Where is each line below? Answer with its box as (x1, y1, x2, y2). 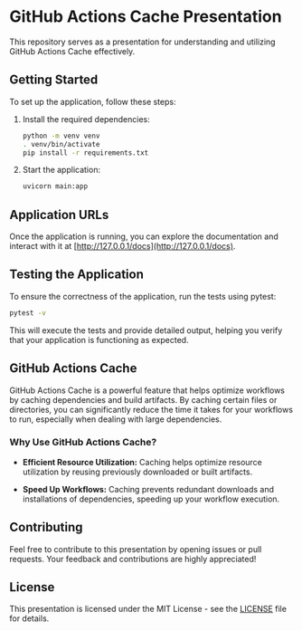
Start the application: (22, 165, 101, 176)
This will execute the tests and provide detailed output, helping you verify (9, 324, 283, 336)
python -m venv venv (22, 131, 100, 140)
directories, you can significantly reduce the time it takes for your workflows (9, 404, 294, 415)
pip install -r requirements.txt (22, 148, 149, 158)
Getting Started (9, 72, 99, 88)
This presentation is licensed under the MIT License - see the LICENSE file (9, 604, 288, 615)
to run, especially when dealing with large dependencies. (9, 414, 222, 425)
